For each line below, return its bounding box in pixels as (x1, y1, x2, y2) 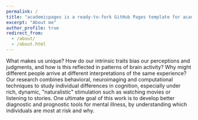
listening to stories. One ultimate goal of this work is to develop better (6, 94, 175, 101)
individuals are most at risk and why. (6, 107, 95, 114)
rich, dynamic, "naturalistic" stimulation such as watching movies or (6, 88, 171, 95)
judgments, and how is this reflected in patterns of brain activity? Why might (6, 63, 192, 70)
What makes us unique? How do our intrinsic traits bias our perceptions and (6, 57, 190, 64)
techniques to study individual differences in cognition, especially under (6, 82, 181, 89)
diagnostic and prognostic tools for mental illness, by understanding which (6, 101, 187, 108)
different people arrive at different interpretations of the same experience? (6, 70, 187, 77)
